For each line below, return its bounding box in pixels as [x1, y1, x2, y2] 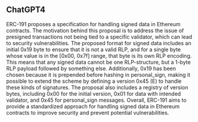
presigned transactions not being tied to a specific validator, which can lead [6, 33, 193, 40]
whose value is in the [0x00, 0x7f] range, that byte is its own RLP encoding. [6, 52, 192, 59]
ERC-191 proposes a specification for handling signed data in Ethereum [6, 20, 181, 27]
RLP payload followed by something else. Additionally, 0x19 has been [6, 65, 176, 72]
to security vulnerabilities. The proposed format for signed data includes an [6, 39, 192, 46]
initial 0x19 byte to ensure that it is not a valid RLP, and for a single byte [6, 46, 181, 53]
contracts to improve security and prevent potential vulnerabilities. [6, 109, 169, 116]
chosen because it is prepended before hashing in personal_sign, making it [6, 71, 191, 78]
